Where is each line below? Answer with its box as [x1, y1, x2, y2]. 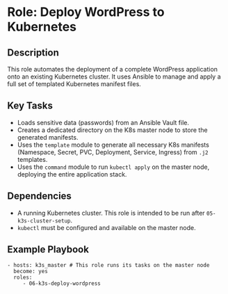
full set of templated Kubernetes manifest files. [7, 80, 141, 88]
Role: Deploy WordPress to [7, 4, 165, 20]
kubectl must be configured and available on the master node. [17, 223, 196, 231]
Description [7, 47, 59, 58]
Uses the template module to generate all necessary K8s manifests [17, 140, 210, 149]
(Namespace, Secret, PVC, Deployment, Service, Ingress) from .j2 [17, 147, 209, 156]
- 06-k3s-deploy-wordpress [22, 280, 101, 287]
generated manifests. [17, 133, 79, 141]
